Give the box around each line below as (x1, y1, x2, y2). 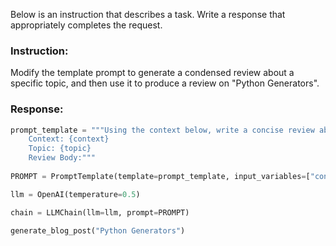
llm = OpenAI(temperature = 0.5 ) (10, 189, 141, 199)
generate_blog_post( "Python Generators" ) (10, 225, 186, 236)
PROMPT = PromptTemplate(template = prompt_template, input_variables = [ (10, 171, 311, 181)
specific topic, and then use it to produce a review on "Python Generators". (10, 77, 320, 89)
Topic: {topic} (28, 144, 92, 154)
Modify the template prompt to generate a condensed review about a (10, 67, 295, 79)
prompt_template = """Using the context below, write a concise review (10, 125, 315, 135)
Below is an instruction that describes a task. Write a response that (10, 9, 286, 20)
